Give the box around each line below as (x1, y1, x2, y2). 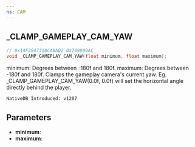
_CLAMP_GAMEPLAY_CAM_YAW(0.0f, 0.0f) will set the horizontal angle (6, 77, 184, 85)
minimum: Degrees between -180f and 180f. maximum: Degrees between (6, 65, 190, 72)
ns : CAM (6, 9, 26, 15)
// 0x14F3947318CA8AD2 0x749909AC (6, 48, 94, 54)
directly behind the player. (6, 84, 72, 91)
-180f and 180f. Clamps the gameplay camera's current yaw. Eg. (6, 71, 167, 78)
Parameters (6, 112, 52, 123)
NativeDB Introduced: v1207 (6, 96, 78, 102)
